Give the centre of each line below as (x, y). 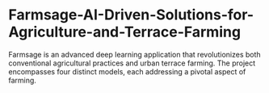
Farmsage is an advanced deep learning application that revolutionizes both (134, 54)
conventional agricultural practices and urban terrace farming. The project (132, 63)
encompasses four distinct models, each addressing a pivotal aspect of (127, 71)
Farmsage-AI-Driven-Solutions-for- (131, 15)
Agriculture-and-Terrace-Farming (124, 32)
